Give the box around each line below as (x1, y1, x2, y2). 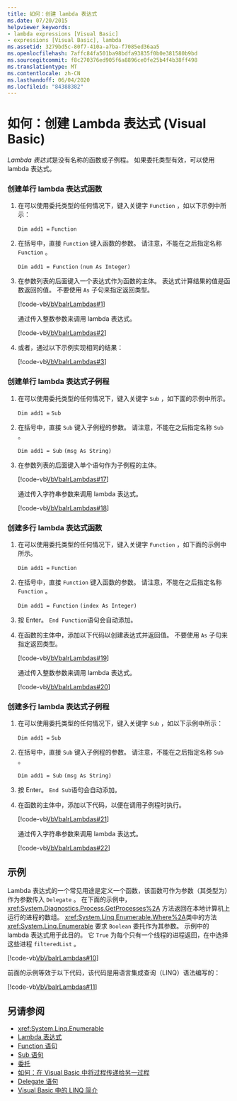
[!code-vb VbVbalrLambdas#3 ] (17, 358, 107, 366)
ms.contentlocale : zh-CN (7, 70, 81, 77)
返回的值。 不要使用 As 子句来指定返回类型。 (23, 285, 154, 295)
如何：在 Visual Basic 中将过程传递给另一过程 (17, 1068, 150, 1076)
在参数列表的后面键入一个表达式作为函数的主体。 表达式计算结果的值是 (17, 277, 224, 285)
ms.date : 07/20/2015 (7, 17, 69, 24)
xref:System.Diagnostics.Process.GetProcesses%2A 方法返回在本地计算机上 (7, 904, 231, 913)
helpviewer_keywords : (7, 23, 71, 31)
